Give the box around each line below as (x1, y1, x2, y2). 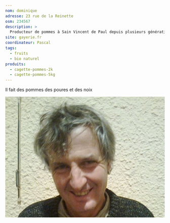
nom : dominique (5, 8, 37, 13)
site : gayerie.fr (5, 35, 42, 40)
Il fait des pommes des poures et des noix (5, 86, 93, 93)
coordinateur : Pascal (5, 40, 51, 46)
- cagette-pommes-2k (10, 67, 53, 72)
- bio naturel (10, 56, 39, 61)
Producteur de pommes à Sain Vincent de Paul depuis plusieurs (10, 29, 146, 35)
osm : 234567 (5, 19, 30, 24)
